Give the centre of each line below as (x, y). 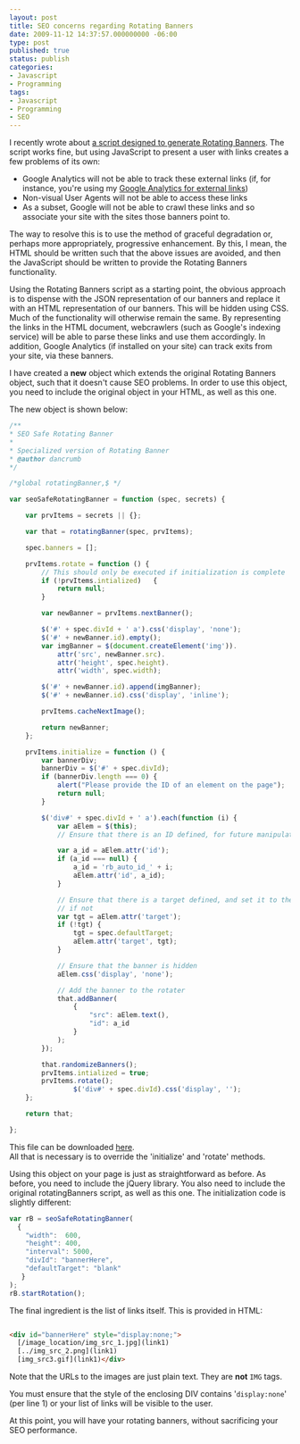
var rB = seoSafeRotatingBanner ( (71, 1219)
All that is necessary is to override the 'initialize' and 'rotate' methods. (137, 1156)
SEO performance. (43, 1430)
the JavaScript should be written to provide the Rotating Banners (128, 263)
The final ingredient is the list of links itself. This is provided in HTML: (136, 1310)
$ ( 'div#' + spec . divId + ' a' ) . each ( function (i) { (140, 818)
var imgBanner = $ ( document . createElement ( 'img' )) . (140, 646)
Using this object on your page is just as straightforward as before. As (137, 1173)
